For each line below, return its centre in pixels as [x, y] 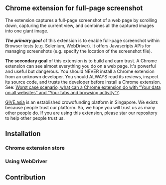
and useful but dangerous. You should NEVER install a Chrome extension [80, 71]
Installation [23, 134]
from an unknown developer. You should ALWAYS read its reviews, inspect [82, 76]
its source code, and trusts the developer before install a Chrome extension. [83, 82]
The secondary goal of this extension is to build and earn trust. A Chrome [81, 61]
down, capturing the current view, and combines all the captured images [80, 25]
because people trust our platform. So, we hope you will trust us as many [80, 107]
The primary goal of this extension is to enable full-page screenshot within [83, 40]
